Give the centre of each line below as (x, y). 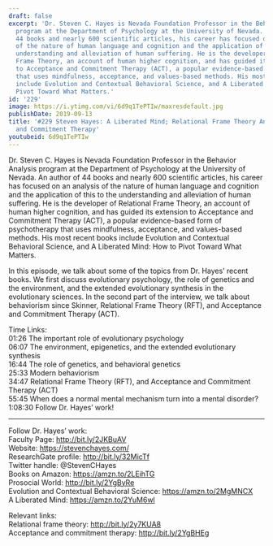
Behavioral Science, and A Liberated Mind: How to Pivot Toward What (125, 246)
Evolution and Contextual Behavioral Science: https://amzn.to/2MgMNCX (131, 491)
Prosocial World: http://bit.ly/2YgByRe (71, 482)
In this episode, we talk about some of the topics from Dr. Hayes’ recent (128, 271)
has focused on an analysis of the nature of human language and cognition (134, 186)
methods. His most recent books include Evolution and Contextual (119, 237)
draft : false (30, 16)
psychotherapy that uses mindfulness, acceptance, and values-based (125, 229)
